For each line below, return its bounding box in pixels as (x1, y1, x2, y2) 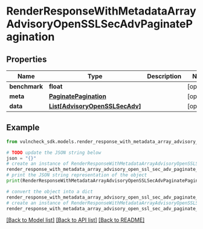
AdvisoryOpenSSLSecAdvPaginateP (6, 17, 193, 31)
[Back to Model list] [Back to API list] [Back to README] (6, 216, 145, 224)
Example (6, 122, 40, 133)
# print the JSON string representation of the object (6, 172, 147, 178)
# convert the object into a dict (6, 188, 94, 194)
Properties (6, 54, 47, 64)
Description (147, 72, 182, 80)
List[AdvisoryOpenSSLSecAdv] (48, 102, 141, 110)
